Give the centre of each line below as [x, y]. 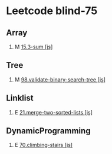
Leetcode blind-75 [52, 11]
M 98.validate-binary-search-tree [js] [60, 79]
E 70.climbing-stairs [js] [43, 145]
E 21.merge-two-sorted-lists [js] [54, 112]
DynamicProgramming [48, 131]
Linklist [20, 98]
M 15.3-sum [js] [34, 47]
